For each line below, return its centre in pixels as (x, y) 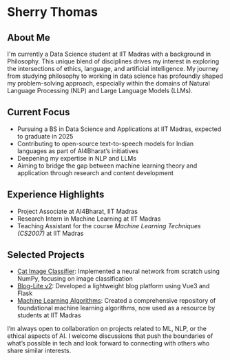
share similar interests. (39, 351)
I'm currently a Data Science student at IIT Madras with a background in (109, 54)
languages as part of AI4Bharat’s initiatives (78, 151)
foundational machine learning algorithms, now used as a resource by (116, 308)
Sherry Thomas (53, 12)
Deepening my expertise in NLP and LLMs (76, 158)
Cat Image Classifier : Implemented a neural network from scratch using (118, 271)
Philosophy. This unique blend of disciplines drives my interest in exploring (113, 61)
